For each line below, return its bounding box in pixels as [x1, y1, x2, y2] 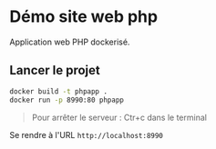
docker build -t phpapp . [9, 86, 108, 96]
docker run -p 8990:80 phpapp [9, 95, 125, 104]
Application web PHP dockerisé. [9, 36, 130, 47]
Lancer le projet [9, 63, 100, 78]
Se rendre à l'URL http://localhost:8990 [9, 129, 164, 140]
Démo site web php [9, 6, 158, 27]
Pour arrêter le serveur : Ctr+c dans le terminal [31, 112, 208, 123]
